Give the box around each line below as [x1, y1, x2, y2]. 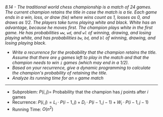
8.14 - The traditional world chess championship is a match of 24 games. [5, 4, 152, 10]
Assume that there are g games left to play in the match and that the [12, 55, 149, 60]
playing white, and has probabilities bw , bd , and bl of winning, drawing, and [5, 35, 156, 41]
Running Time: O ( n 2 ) [12, 105, 53, 112]
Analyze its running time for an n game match [12, 75, 104, 81]
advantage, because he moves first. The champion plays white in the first [5, 25, 153, 30]
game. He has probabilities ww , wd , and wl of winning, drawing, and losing [5, 30, 151, 35]
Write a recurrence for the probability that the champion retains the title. [12, 49, 157, 55]
